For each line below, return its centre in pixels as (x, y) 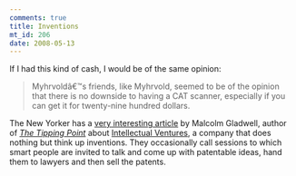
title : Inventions (44, 26)
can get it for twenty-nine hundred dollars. (111, 106)
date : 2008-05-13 (42, 43)
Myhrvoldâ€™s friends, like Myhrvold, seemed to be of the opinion (155, 86)
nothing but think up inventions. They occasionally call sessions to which (146, 142)
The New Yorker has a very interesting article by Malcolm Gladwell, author (148, 123)
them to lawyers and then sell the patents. (88, 162)
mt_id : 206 (30, 34)
